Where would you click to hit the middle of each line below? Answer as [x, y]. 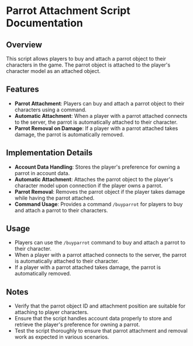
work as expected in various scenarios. [62, 337]
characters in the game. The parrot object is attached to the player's [88, 65]
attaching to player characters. [51, 312]
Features [23, 90]
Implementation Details [49, 153]
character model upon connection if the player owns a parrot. [88, 186]
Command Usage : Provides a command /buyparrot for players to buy [99, 204]
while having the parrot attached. [54, 198]
